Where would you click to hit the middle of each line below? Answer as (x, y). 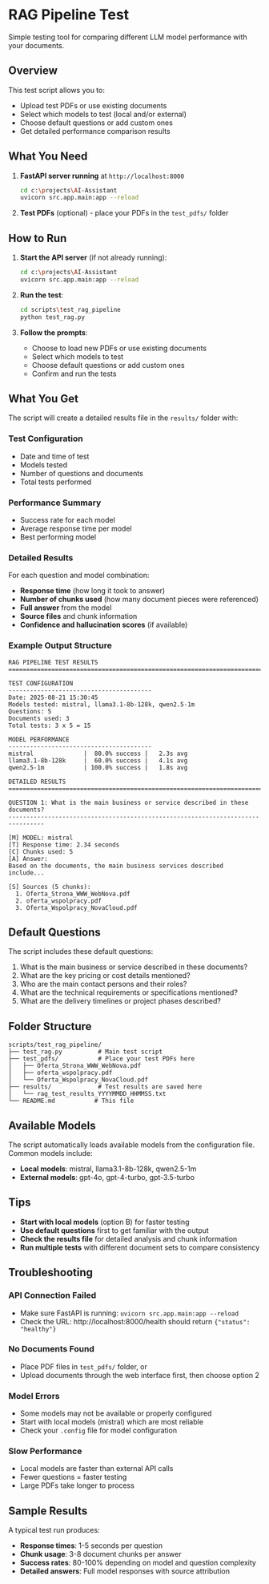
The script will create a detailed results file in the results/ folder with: (123, 418)
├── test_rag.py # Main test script (85, 1052)
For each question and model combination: (79, 576)
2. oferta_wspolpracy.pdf (59, 901)
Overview (33, 71)
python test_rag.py (52, 317)
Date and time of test (54, 456)
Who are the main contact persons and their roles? (103, 984)
